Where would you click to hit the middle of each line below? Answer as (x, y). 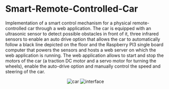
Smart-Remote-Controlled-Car (72, 9)
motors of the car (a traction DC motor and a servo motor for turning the (81, 61)
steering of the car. (25, 71)
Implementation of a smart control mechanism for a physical (68, 23)
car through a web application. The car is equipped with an (90, 28)
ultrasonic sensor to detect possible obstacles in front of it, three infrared (82, 34)
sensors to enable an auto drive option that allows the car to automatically (83, 39)
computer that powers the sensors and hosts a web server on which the (81, 50)
